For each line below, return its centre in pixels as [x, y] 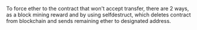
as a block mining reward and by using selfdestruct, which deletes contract [98, 15]
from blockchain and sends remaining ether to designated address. [89, 21]
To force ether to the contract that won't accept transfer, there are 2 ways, [98, 9]
